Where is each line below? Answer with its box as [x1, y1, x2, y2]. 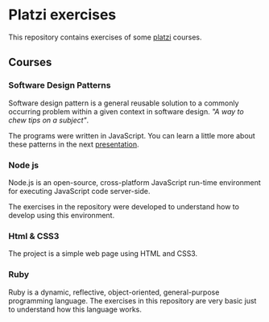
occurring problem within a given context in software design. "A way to [8, 106, 244, 116]
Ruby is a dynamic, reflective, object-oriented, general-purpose [8, 287, 220, 297]
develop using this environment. [8, 210, 115, 220]
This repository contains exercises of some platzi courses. [8, 32, 202, 42]
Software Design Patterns [8, 80, 111, 91]
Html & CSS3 [8, 230, 60, 242]
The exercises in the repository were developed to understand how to [8, 201, 240, 211]
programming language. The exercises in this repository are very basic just [8, 295, 257, 305]
